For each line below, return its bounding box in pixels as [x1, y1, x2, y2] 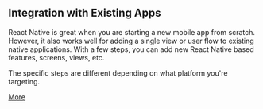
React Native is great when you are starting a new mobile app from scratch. [8, 27, 256, 37]
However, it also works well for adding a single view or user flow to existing [8, 36, 254, 45]
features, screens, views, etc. [8, 53, 105, 62]
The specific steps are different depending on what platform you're [8, 68, 228, 78]
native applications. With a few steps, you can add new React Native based [8, 44, 254, 54]
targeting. [8, 76, 41, 86]
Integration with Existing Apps [8, 6, 161, 20]
